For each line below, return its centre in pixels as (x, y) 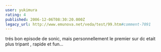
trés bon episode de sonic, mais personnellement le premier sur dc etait (80, 39)
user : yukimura (21, 10)
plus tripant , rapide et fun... (34, 44)
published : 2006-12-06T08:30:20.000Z (45, 19)
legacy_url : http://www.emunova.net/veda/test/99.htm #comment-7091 (78, 24)
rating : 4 (16, 15)
